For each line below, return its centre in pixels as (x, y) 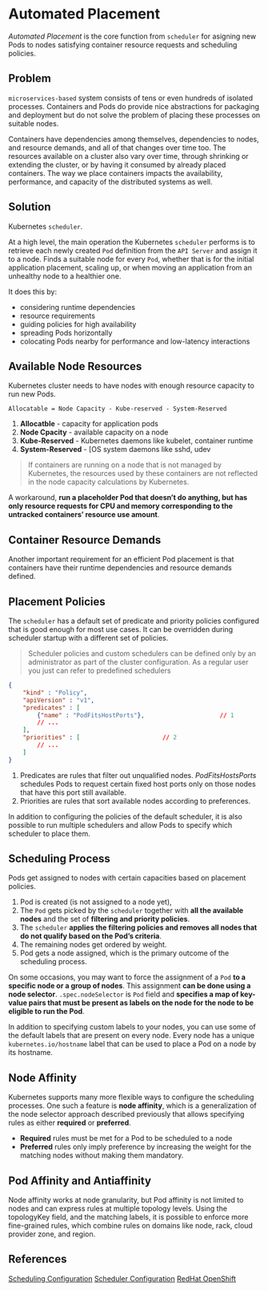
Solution (30, 207)
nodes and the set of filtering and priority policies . (105, 919)
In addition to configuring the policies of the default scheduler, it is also (125, 817)
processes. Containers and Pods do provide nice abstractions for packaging (134, 106)
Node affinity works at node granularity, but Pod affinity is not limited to (126, 1200)
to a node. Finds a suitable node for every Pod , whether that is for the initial (131, 259)
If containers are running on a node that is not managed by (125, 465)
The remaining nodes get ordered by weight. (93, 945)
